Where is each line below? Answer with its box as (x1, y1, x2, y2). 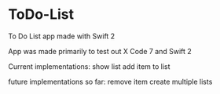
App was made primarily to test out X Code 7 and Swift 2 (8, 46, 192, 56)
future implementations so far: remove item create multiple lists (8, 77, 213, 86)
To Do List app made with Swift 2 (8, 31, 115, 41)
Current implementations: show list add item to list (8, 61, 170, 71)
